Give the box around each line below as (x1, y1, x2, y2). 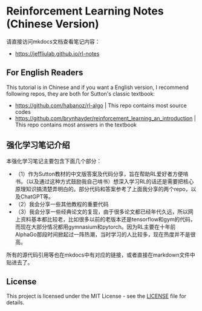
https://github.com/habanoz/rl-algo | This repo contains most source (15, 102, 187, 109)
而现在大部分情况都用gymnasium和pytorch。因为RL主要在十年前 (15, 223, 176, 231)
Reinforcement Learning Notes (6, 4, 165, 18)
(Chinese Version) (6, 17, 100, 31)
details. (6, 299, 25, 306)
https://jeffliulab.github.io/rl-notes (15, 50, 100, 57)
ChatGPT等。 (20, 192, 54, 200)
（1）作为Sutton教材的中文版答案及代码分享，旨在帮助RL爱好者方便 (15, 170, 183, 177)
